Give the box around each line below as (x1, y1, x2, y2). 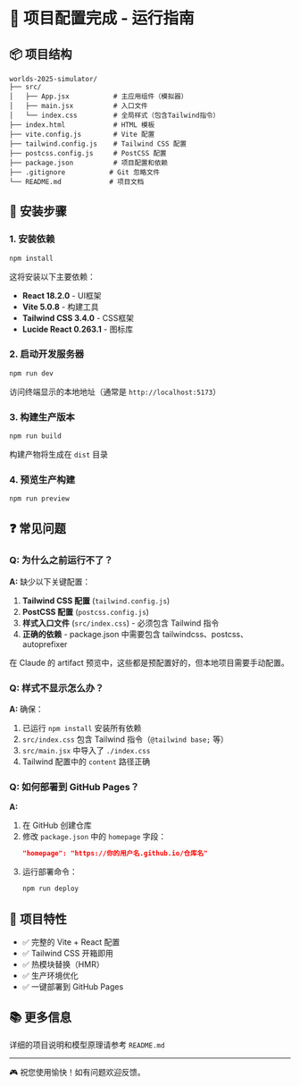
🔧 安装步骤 (9, 204, 67, 219)
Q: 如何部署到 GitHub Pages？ (9, 780, 140, 793)
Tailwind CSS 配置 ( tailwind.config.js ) (21, 595, 171, 606)
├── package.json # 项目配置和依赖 (9, 158, 168, 167)
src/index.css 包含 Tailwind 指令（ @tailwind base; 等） (21, 734, 229, 745)
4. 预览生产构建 (9, 473, 76, 485)
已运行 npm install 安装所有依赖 (21, 723, 142, 734)
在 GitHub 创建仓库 (21, 820, 92, 831)
